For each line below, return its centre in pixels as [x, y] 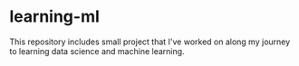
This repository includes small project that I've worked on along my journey [150, 42]
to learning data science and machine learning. [97, 51]
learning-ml [54, 17]
